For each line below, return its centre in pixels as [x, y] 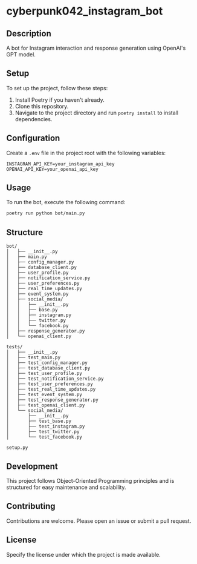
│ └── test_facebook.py [44, 437]
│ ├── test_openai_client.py [46, 405]
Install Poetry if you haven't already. [60, 100]
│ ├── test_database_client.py [48, 368]
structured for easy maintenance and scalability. [66, 487]
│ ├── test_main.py [34, 358]
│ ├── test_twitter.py [43, 432]
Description [29, 34]
